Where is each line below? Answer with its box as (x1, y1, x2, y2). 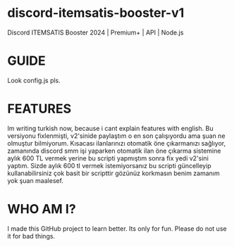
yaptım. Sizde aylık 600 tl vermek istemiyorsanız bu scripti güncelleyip (7, 161, 211, 170)
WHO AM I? (7, 201, 76, 217)
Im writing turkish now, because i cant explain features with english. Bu (7, 124, 214, 132)
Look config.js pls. (7, 76, 61, 84)
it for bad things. (7, 232, 55, 240)
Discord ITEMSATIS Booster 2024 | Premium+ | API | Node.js (7, 28, 184, 37)
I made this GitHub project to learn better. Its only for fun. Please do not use (7, 224, 227, 233)
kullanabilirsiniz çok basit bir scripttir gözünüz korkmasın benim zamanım (7, 169, 220, 177)
